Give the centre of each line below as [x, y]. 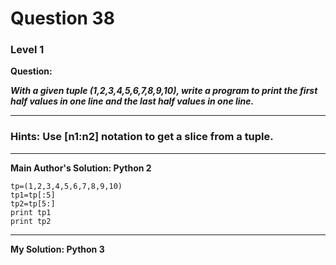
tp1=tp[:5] [33, 195]
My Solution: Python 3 [57, 249]
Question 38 [62, 18]
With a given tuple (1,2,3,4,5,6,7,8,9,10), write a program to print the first [164, 91]
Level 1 [27, 50]
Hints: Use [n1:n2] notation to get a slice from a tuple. [142, 137]
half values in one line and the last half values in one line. [132, 101]
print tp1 [31, 212]
